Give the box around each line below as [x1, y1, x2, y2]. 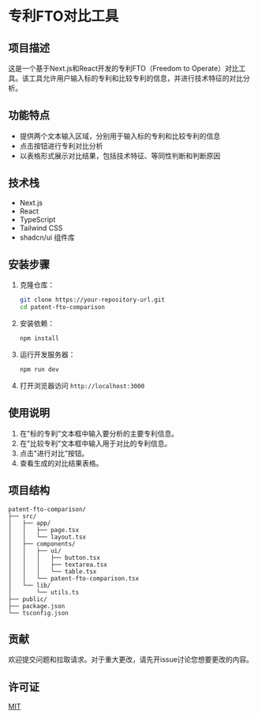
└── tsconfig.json [8, 609, 69, 617]
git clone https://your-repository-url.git [19, 296, 166, 304]
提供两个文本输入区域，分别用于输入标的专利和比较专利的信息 [19, 131, 221, 141]
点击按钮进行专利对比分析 [19, 141, 103, 150]
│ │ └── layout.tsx [8, 533, 87, 541]
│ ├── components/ [8, 539, 77, 548]
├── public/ [8, 595, 47, 603]
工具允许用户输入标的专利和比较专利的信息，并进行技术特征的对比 [28, 74, 243, 83]
